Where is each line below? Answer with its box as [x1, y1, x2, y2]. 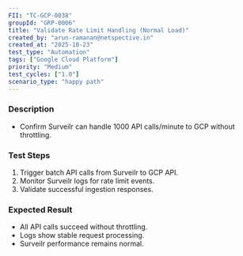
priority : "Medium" [8, 63, 73, 71]
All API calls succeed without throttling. [19, 222, 148, 232]
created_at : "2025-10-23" [8, 41, 93, 49]
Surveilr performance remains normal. [19, 239, 144, 249]
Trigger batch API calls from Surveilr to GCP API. [19, 168, 179, 178]
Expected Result [8, 205, 73, 216]
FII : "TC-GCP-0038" [8, 11, 73, 20]
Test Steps [8, 149, 51, 160]
